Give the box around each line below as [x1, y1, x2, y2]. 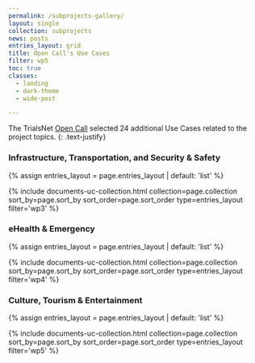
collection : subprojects [8, 27, 92, 35]
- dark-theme [15, 86, 60, 95]
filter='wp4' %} [8, 274, 60, 284]
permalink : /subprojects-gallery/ [8, 11, 125, 20]
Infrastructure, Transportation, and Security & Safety [8, 152, 221, 164]
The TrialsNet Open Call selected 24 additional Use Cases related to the [8, 123, 248, 133]
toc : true [8, 65, 42, 73]
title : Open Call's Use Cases [8, 49, 111, 57]
